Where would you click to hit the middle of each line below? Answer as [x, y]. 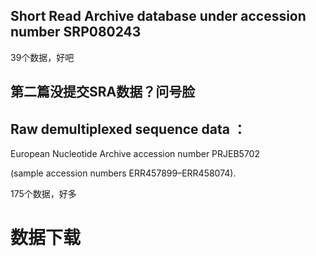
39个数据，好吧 [42, 57]
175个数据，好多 [43, 194]
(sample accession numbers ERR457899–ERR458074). [123, 173]
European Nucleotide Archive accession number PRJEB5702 [135, 154]
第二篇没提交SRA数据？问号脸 [103, 92]
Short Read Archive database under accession [158, 16]
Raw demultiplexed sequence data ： [128, 129]
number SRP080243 [76, 32]
